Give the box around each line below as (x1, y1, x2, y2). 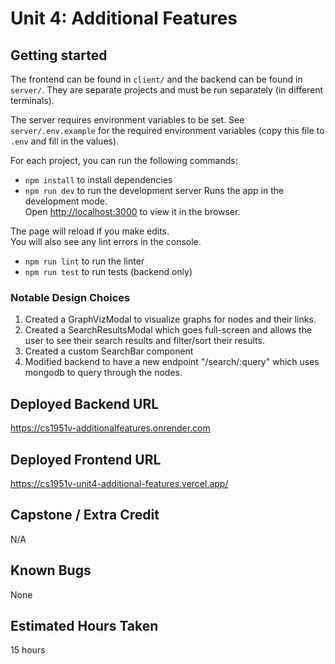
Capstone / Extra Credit (10, 507, 160, 524)
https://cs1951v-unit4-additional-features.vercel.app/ (10, 477, 229, 489)
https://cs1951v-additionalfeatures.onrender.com (10, 422, 211, 434)
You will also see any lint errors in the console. (10, 236, 202, 247)
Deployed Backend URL (10, 395, 160, 412)
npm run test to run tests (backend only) (24, 266, 193, 277)
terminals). (10, 95, 55, 106)
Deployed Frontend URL (10, 451, 162, 468)
